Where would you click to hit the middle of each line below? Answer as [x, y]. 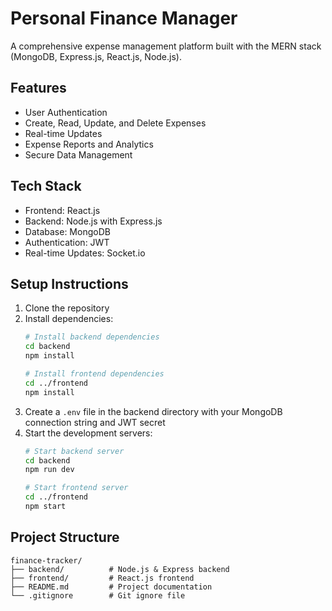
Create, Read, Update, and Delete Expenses [115, 123]
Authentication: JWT [67, 242]
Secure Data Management [78, 154]
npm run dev [49, 470]
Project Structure [65, 537]
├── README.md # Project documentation [111, 587]
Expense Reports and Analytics [89, 144]
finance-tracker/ [46, 560]
